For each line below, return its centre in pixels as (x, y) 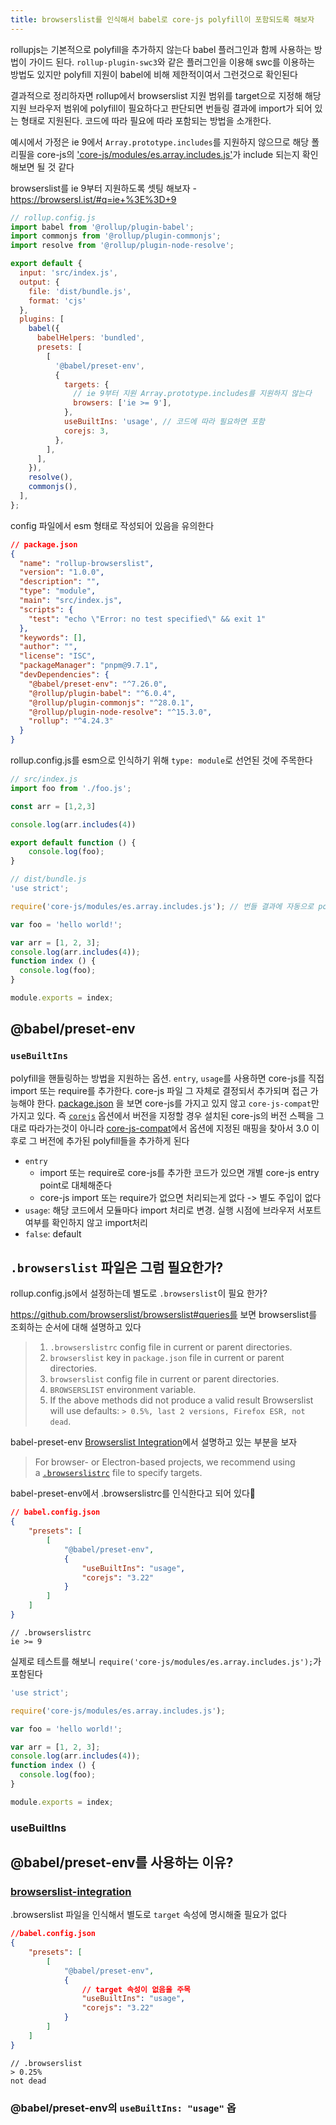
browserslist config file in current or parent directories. (164, 1379)
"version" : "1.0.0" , (62, 572)
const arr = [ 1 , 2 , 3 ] (53, 806)
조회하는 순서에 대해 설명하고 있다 (76, 1327)
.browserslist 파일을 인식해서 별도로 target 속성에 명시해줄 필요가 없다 (149, 1915)
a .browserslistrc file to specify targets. (118, 1473)
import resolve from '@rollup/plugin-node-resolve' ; (122, 246)
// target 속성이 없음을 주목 (136, 1989)
